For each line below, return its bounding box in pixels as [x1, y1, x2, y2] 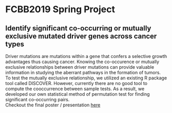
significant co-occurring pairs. [5, 97, 70, 102]
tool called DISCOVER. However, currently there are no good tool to [5, 80, 148, 86]
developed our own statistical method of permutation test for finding [5, 91, 150, 97]
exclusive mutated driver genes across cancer [5, 32, 157, 40]
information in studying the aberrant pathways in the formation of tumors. [5, 70, 161, 75]
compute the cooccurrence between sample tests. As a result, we [5, 86, 145, 92]
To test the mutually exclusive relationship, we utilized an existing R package [5, 75, 167, 81]
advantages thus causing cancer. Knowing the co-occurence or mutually [5, 59, 160, 65]
